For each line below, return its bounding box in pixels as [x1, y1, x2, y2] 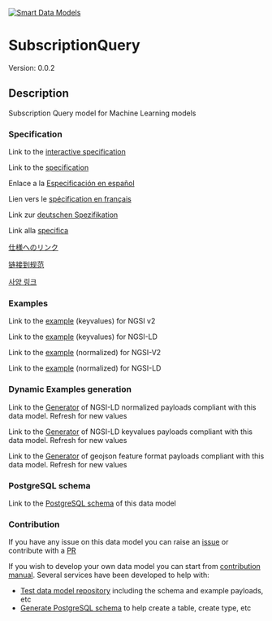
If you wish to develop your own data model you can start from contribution [8, 562, 261, 571]
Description [8, 86, 69, 101]
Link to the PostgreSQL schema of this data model [8, 498, 177, 508]
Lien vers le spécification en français [8, 194, 132, 204]
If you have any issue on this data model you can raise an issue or [8, 537, 229, 547]
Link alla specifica [8, 226, 69, 236]
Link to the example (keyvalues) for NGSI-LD [8, 332, 158, 341]
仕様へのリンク [8, 242, 58, 252]
